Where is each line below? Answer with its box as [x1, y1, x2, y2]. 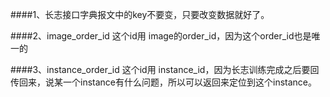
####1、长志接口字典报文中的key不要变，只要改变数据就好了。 [10, 9, 270, 20]
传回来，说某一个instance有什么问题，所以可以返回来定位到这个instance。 [10, 76, 317, 88]
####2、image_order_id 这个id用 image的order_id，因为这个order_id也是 [10, 30, 312, 42]
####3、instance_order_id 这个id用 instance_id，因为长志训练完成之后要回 [10, 64, 320, 75]
